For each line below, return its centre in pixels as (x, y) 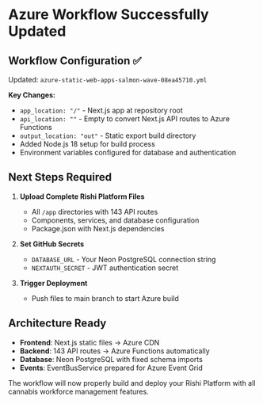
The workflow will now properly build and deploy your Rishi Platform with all (132, 383)
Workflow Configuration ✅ (75, 61)
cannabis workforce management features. (78, 391)
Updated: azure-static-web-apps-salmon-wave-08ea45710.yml (108, 80)
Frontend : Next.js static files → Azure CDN (90, 342)
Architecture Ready (57, 324)
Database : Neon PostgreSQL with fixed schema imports (111, 359)
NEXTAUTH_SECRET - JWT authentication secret (105, 268)
